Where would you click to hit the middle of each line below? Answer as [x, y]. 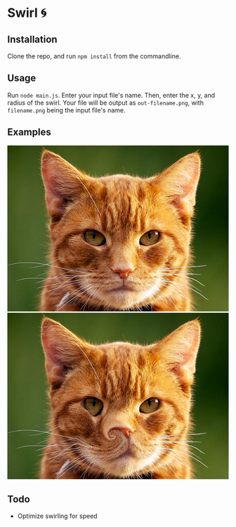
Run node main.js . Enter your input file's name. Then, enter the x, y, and [111, 95]
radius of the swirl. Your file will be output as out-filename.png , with [105, 103]
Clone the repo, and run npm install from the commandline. [94, 56]
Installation [32, 39]
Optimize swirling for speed [57, 516]
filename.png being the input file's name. [66, 110]
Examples [29, 132]
